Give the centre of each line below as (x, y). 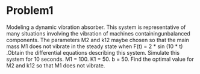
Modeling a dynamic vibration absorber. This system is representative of (96, 27)
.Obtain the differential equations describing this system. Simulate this (93, 52)
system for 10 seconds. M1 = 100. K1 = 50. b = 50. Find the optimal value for (100, 59)
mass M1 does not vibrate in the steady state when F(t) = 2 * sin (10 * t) (95, 46)
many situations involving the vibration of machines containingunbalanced (98, 33)
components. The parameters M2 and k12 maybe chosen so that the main (98, 40)
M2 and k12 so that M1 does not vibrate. (56, 65)
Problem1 (30, 11)
